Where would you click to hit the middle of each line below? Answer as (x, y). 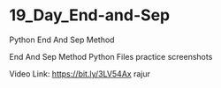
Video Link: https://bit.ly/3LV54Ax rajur (80, 73)
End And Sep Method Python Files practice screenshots (111, 56)
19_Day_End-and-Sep (90, 15)
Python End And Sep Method (62, 40)
